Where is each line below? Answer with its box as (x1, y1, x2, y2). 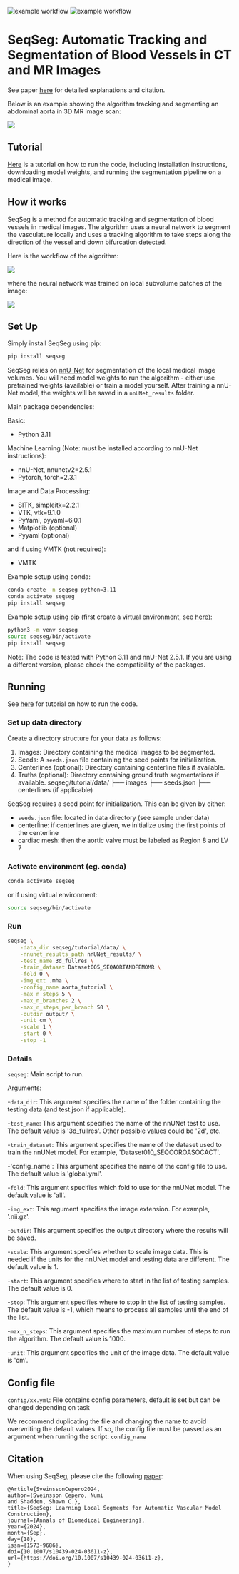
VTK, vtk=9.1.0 (17, 508, 61, 517)
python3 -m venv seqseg (7, 626, 78, 633)
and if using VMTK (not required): (7, 545, 106, 553)
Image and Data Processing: (7, 487, 91, 495)
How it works (7, 196, 67, 208)
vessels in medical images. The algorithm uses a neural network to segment (7, 222, 231, 231)
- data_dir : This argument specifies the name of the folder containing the (7, 1098, 221, 1106)
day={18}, (7, 1535, 37, 1543)
